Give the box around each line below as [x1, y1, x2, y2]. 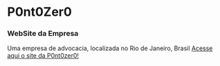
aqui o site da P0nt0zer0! [7, 52, 80, 60]
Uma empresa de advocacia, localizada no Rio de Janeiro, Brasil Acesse [7, 44, 213, 52]
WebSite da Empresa [7, 29, 79, 38]
